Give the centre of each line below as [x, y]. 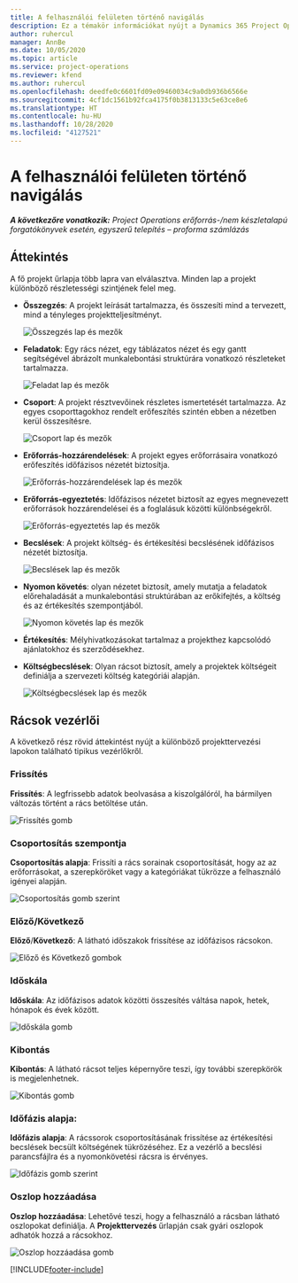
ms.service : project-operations [69, 67]
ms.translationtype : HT [54, 108]
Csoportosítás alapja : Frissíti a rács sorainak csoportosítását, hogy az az [144, 863]
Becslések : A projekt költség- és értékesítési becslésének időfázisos [149, 542]
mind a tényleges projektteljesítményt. [92, 315]
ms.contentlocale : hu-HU [56, 116]
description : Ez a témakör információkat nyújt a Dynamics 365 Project [145, 26]
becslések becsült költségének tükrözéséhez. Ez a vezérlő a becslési [136, 1147]
